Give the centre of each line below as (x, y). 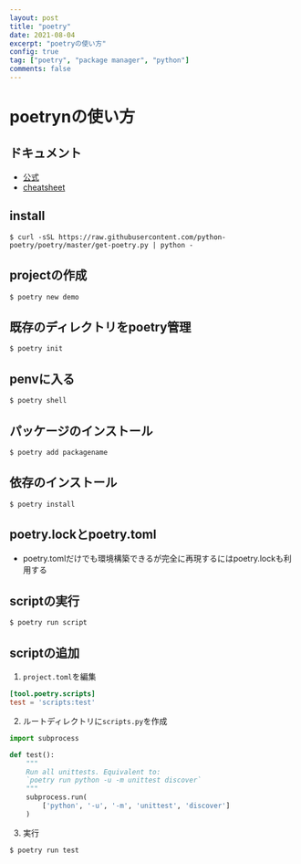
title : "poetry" (40, 26)
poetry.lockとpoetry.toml (83, 535)
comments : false (40, 69)
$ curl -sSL (32, 237)
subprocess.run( (57, 797)
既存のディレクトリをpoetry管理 (100, 327)
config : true (34, 52)
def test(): (32, 754)
